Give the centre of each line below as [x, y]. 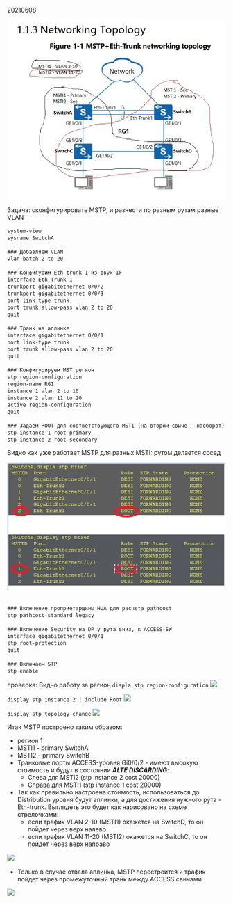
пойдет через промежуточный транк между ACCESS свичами [110, 879]
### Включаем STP [32, 664]
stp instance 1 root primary [49, 433]
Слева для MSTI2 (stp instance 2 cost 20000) [94, 778]
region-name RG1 [31, 384]
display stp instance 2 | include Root [65, 700]
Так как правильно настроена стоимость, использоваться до [108, 792]
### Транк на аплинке [38, 329]
